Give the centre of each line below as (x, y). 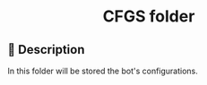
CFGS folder (149, 17)
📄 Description (46, 50)
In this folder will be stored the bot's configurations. (103, 71)
